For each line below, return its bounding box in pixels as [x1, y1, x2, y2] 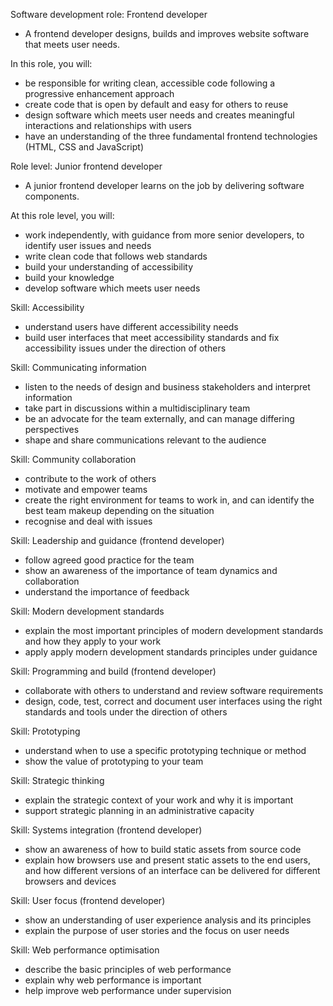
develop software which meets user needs [24, 282, 201, 294]
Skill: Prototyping [10, 725, 81, 737]
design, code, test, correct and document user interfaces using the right [24, 695, 323, 707]
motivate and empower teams [24, 484, 148, 495]
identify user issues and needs [24, 240, 152, 251]
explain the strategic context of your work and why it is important [24, 794, 294, 806]
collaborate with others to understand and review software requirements [24, 685, 324, 696]
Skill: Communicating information [10, 362, 147, 373]
